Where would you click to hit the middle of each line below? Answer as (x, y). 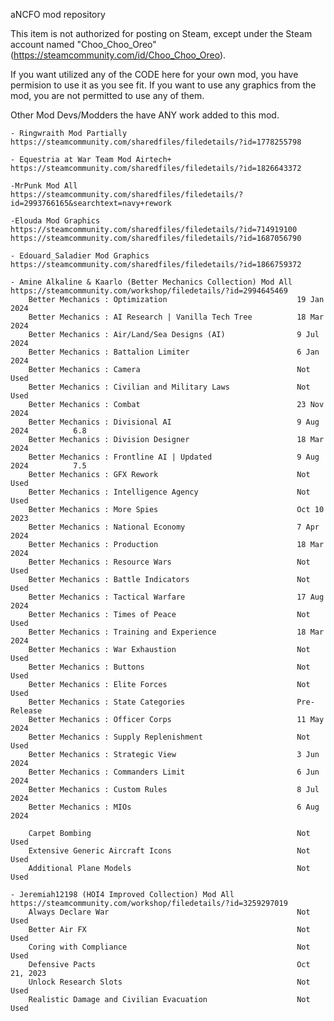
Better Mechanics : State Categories (107, 702)
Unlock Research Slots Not (169, 982)
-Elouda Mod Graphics (55, 221)
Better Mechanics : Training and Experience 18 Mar (176, 632)
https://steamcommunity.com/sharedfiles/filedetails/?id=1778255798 (156, 142)
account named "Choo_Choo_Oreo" (83, 44)
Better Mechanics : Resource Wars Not (169, 562)
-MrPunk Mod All (44, 186)
